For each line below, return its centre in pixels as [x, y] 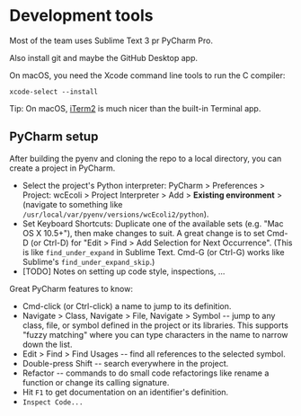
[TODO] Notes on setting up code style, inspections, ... [124, 271]
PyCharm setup [54, 137]
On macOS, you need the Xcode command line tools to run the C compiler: [147, 75]
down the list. [47, 344]
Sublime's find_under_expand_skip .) [89, 261]
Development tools [81, 16]
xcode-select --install [54, 92]
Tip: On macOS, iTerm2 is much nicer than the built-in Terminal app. [135, 108]
